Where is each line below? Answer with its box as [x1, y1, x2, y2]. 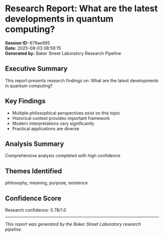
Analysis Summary [5, 140, 64, 148]
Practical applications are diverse [12, 125, 80, 131]
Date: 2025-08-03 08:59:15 [5, 45, 61, 51]
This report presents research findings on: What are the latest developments [5, 77, 159, 83]
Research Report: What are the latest [5, 3, 158, 14]
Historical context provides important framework [12, 115, 110, 121]
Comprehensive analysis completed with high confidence [5, 153, 121, 159]
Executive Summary [5, 65, 68, 73]
